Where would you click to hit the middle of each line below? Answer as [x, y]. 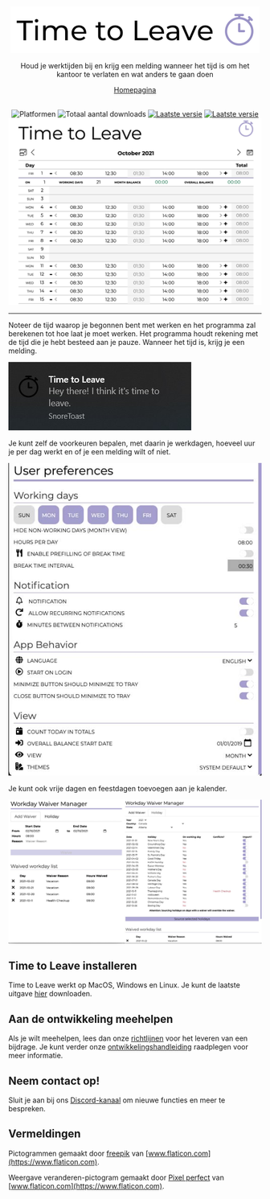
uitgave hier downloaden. [50, 994]
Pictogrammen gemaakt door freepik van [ [78, 1153]
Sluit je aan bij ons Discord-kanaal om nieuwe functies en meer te [117, 1100]
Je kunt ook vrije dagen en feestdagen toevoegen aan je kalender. [118, 788]
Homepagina [135, 90]
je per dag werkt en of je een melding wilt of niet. [90, 451]
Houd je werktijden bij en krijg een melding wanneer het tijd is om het [135, 66]
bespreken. [27, 1109]
